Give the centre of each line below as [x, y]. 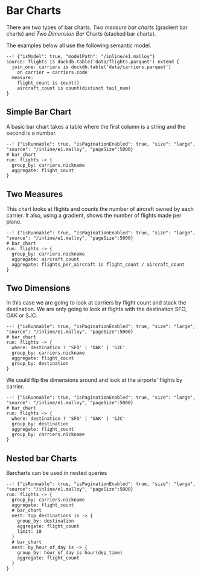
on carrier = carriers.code [52, 72]
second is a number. [32, 133]
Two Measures [35, 194]
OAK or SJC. [22, 315]
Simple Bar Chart [39, 112]
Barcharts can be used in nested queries [57, 473]
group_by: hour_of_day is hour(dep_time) [70, 553]
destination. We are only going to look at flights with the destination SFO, [97, 309]
